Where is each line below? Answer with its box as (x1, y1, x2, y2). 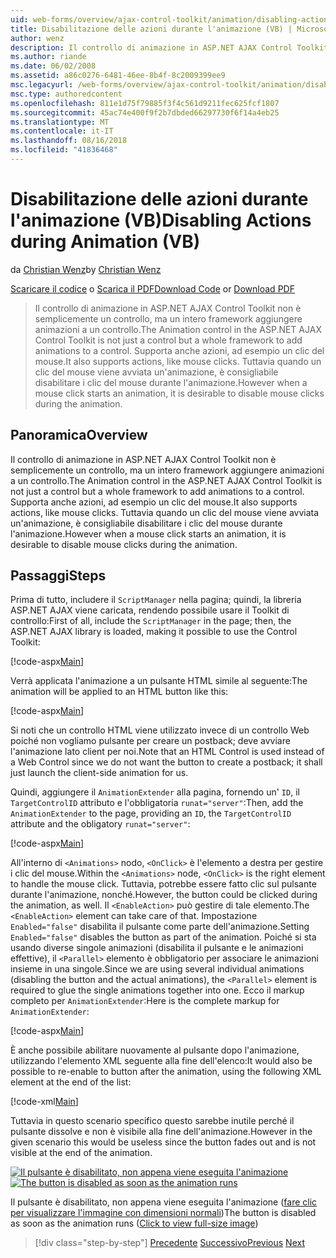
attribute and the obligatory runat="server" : (10, 818, 191, 830)
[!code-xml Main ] (10, 1096, 79, 1108)
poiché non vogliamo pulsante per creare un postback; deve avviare (10, 735, 291, 747)
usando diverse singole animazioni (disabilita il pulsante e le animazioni (10, 942, 304, 954)
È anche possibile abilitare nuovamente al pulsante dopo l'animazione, (10, 1044, 300, 1056)
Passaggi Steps (10, 567, 107, 585)
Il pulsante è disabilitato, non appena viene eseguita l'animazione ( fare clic (10, 1196, 318, 1208)
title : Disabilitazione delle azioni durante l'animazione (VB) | (10, 24, 293, 34)
